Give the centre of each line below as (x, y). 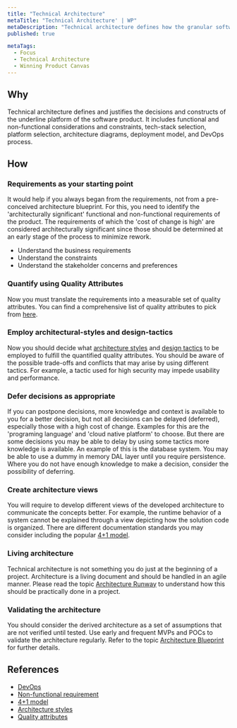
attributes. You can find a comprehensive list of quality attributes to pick (112, 306)
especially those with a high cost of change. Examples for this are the (108, 426)
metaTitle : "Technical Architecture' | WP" (72, 20)
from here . (23, 314)
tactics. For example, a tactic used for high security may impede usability (114, 370)
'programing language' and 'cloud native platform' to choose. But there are (116, 434)
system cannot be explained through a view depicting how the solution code (118, 520)
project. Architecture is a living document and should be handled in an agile (117, 576)
